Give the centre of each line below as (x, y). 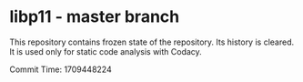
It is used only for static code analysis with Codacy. (106, 51)
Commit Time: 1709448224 (61, 69)
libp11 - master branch (95, 17)
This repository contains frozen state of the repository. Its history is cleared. (151, 42)
